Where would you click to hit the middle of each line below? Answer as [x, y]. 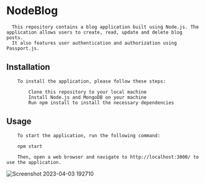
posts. [15, 37]
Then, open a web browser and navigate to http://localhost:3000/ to [108, 157]
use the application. [34, 162]
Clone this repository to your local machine [88, 92]
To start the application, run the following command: [89, 135]
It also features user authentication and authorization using [94, 43]
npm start [30, 146]
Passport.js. [23, 48]
